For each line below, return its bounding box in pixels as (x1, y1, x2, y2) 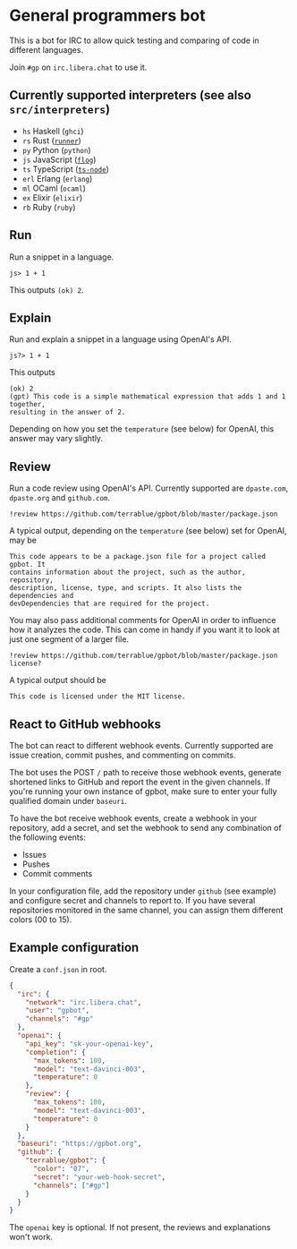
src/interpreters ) (9, 102, 110, 117)
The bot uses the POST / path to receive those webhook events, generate (9, 767, 282, 777)
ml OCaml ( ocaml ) (21, 183, 87, 193)
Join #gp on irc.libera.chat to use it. (9, 62, 148, 73)
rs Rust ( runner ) (21, 135, 82, 146)
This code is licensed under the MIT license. (9, 692, 186, 701)
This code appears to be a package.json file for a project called (9, 552, 267, 561)
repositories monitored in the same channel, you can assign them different (9, 905, 284, 915)
